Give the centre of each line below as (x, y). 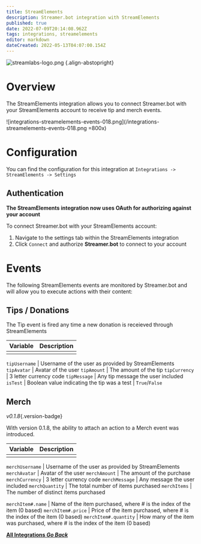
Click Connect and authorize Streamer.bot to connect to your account (101, 244)
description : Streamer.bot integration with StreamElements (83, 17)
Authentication (35, 193)
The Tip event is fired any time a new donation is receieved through (89, 325)
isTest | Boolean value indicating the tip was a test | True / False (84, 383)
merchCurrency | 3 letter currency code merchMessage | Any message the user (100, 480)
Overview (31, 87)
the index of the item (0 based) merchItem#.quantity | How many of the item (100, 517)
